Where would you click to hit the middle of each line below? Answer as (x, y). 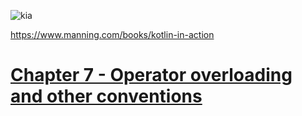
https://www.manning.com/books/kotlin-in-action (112, 34)
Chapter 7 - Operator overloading (151, 75)
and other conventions (106, 96)
